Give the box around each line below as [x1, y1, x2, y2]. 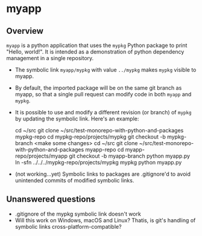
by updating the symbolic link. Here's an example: [14, 115, 139, 122]
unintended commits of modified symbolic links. [14, 177, 134, 184]
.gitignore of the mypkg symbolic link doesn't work [14, 210, 142, 217]
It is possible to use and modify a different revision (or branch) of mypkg [14, 109, 192, 116]
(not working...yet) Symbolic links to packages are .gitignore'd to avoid [14, 170, 191, 178]
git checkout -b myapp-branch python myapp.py [69, 152, 191, 160]
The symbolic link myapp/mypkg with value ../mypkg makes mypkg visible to [14, 66, 197, 73]
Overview [6, 26, 44, 36]
